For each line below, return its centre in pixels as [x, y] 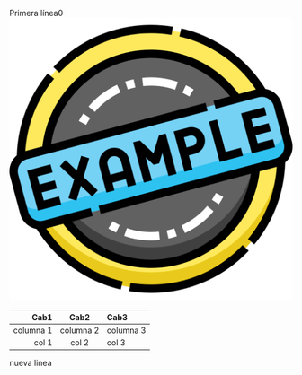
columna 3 [126, 330]
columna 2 [80, 330]
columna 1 [33, 330]
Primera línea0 [36, 13]
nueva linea [31, 362]
